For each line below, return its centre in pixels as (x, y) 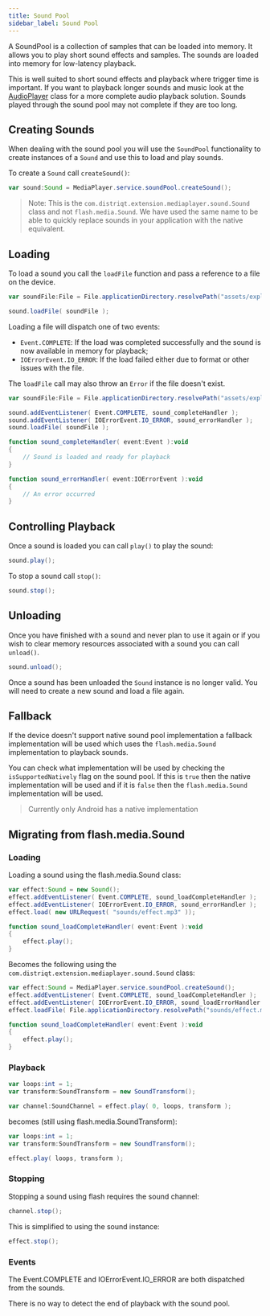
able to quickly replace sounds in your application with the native (135, 220)
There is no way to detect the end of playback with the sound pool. (119, 1303)
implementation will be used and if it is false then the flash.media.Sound (128, 785)
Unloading (35, 616)
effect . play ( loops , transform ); (66, 1158)
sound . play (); (32, 561)
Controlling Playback (62, 526)
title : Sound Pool (39, 16)
